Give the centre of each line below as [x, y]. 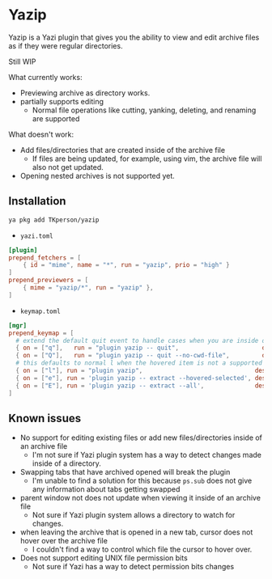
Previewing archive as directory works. [85, 93]
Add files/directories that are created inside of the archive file [122, 150]
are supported [56, 118]
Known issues [45, 418]
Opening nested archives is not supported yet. [98, 175]
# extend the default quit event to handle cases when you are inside [137, 340]
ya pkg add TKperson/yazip [54, 220]
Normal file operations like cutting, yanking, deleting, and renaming [144, 110]
